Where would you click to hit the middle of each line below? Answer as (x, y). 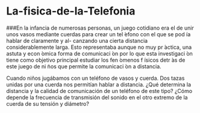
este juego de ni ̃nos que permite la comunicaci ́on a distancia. (84, 66)
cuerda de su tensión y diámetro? (48, 103)
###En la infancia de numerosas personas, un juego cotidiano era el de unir (100, 28)
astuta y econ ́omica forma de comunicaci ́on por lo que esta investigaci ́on (99, 53)
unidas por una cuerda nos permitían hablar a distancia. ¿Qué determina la (99, 84)
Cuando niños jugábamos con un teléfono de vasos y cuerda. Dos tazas (95, 78)
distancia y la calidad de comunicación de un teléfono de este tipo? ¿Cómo (99, 91)
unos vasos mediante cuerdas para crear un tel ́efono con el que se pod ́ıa (98, 34)
